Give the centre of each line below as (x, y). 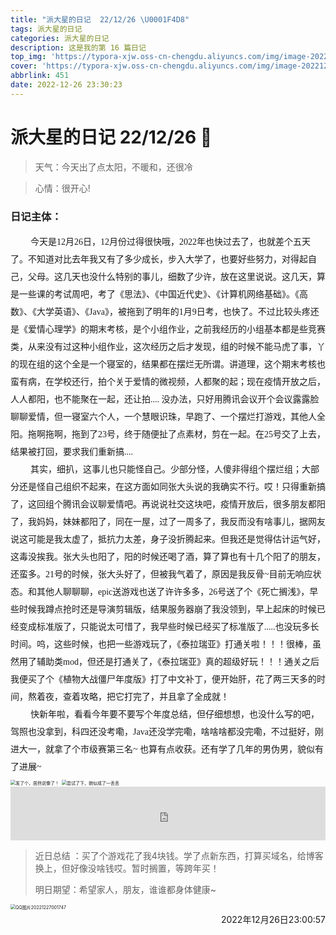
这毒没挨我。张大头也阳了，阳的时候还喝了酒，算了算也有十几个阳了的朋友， (168, 556)
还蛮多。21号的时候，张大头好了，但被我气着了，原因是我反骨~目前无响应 (161, 574)
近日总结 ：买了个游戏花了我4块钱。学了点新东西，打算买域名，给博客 (179, 855)
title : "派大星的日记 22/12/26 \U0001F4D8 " (100, 19)
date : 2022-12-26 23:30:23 (66, 85)
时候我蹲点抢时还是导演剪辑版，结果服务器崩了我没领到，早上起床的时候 (167, 609)
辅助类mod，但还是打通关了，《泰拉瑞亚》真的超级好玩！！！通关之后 (178, 661)
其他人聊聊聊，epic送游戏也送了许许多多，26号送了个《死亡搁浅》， (173, 591)
